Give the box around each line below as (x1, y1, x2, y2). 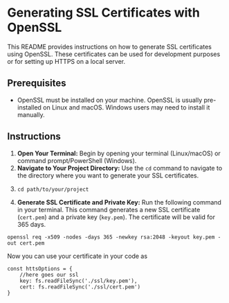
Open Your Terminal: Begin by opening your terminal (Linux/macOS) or (17, 149, 221, 157)
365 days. (17, 220, 46, 228)
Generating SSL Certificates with (7, 5, 201, 21)
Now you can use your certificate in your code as (7, 252, 147, 260)
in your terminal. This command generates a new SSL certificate (17, 205, 201, 214)
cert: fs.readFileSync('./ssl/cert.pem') (19, 283, 140, 291)
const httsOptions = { (7, 265, 73, 272)
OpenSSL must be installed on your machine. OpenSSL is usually (17, 96, 203, 104)
